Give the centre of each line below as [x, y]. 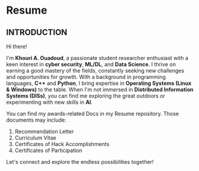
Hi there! [17, 46]
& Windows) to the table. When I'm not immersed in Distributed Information [100, 89]
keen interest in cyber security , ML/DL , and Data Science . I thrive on [91, 64]
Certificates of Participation [48, 150]
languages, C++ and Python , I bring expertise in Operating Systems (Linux [99, 83]
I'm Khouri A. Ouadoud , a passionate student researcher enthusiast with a [97, 58]
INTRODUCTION [37, 32]
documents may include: [36, 120]
